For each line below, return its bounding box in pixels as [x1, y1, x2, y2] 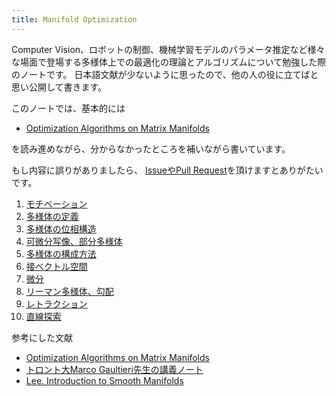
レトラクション [25, 297, 88, 310]
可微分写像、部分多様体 [25, 235, 123, 247]
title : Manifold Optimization [11, 14, 138, 25]
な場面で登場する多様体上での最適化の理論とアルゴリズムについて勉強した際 [11, 56, 327, 68]
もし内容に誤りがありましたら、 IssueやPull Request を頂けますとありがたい [11, 164, 324, 176]
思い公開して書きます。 [11, 81, 108, 93]
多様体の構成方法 [25, 247, 97, 260]
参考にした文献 [11, 331, 73, 343]
